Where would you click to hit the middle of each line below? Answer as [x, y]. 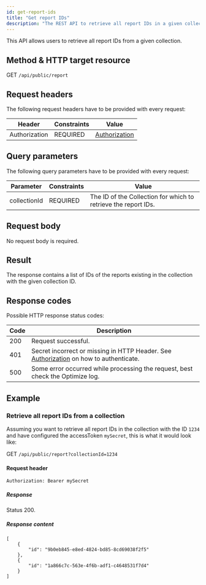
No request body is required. [43, 241]
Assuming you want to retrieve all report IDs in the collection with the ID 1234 [103, 429]
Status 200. [21, 510]
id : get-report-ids [31, 12]
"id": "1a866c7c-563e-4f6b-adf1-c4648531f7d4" [89, 566]
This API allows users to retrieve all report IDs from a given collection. [94, 41]
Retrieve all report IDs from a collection [66, 416]
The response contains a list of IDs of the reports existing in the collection [100, 275]
